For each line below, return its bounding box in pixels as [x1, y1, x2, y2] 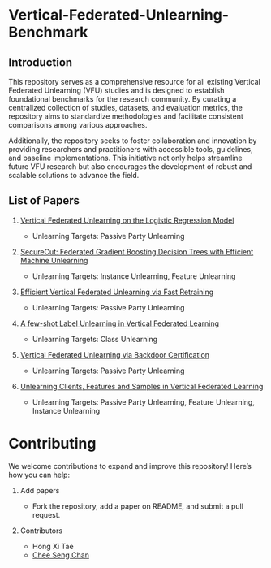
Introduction [8, 55, 73, 69]
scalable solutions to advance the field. [8, 171, 140, 180]
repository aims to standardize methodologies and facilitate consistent [8, 111, 243, 121]
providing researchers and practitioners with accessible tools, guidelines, [8, 145, 253, 154]
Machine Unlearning [19, 255, 88, 265]
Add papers [19, 485, 60, 495]
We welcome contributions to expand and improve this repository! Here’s [8, 461, 252, 470]
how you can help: [8, 470, 71, 479]
